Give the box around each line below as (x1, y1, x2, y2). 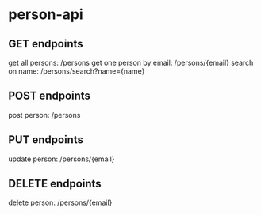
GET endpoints (8, 37, 83, 51)
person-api (8, 6, 83, 24)
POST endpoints (8, 89, 91, 103)
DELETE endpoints (8, 177, 102, 190)
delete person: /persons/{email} (8, 198, 113, 207)
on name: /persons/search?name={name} (8, 66, 145, 76)
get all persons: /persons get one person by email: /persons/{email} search (8, 58, 254, 67)
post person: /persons (8, 110, 81, 119)
